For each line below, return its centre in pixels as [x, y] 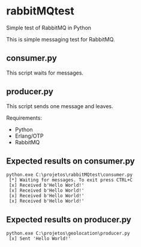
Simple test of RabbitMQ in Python [49, 28]
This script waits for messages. [45, 73]
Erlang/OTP [29, 136]
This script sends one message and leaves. [60, 106]
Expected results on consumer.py [70, 161]
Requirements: [24, 118]
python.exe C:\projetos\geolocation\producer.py [68, 233]
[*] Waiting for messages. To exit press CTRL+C [71, 180]
